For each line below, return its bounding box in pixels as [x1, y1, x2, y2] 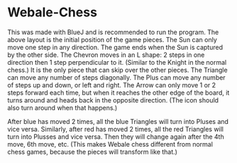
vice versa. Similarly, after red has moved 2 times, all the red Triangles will [7, 125, 224, 133]
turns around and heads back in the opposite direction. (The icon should [7, 95, 219, 104]
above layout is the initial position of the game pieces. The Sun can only [7, 35, 218, 43]
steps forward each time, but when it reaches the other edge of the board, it [7, 88, 230, 97]
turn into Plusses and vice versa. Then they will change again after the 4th [7, 132, 225, 141]
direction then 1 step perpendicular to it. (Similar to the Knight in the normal [7, 58, 227, 66]
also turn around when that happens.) [7, 103, 118, 112]
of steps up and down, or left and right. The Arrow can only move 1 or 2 [7, 80, 216, 89]
